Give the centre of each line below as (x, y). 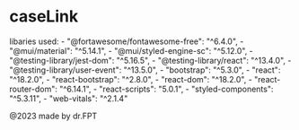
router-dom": (34, 89)
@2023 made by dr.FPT (53, 116)
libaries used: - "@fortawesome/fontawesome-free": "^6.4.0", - (127, 41)
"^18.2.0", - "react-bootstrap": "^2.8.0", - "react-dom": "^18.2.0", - (131, 79)
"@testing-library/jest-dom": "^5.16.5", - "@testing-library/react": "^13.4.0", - (150, 60)
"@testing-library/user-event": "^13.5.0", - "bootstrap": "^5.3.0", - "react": (145, 70)
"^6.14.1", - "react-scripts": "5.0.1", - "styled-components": (167, 89)
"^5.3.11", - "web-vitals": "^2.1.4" (69, 98)
